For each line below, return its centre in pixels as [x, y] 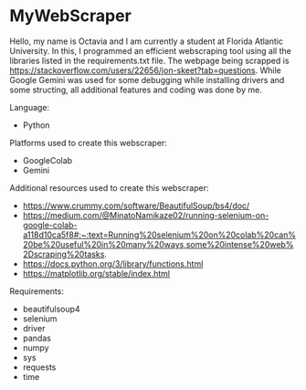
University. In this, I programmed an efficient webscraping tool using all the [151, 50]
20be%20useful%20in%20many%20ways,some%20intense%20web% [158, 244]
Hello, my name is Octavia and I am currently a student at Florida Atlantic [146, 41]
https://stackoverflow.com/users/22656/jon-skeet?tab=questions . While [145, 70]
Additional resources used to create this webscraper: [109, 187]
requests [39, 367]
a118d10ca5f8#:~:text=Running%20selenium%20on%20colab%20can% [159, 235]
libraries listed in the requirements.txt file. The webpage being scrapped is [149, 60]
